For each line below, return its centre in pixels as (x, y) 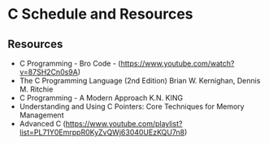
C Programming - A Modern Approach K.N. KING (101, 98)
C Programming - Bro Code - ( (70, 63)
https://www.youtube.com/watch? (178, 63)
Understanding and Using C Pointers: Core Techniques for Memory (132, 107)
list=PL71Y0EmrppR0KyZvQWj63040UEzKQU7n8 (102, 132)
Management (41, 115)
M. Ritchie (36, 89)
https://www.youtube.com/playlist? (124, 124)
